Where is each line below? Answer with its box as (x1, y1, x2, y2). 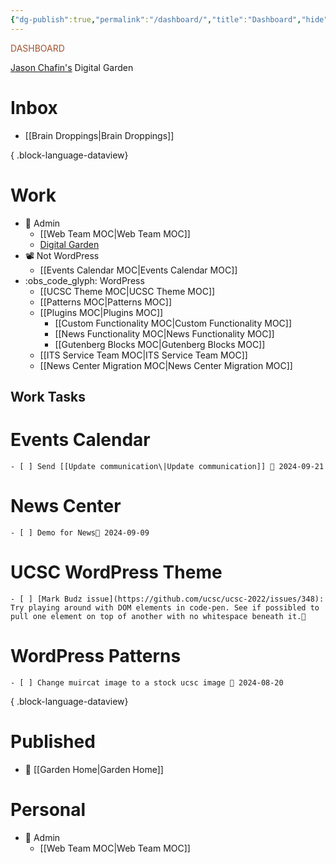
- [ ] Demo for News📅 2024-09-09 (10, 527, 150, 538)
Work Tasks (10, 388, 87, 405)
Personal (10, 798, 87, 821)
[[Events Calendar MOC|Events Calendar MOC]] (39, 264, 238, 276)
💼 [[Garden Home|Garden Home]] (24, 763, 164, 775)
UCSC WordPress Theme (10, 561, 223, 583)
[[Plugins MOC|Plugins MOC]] (39, 306, 164, 318)
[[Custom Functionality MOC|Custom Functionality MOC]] (54, 317, 293, 329)
